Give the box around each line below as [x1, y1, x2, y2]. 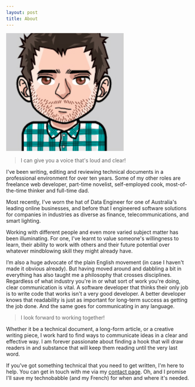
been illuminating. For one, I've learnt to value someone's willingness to [6, 234, 179, 242]
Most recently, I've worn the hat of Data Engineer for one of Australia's [6, 198, 177, 206]
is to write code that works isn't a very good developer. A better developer [6, 290, 186, 297]
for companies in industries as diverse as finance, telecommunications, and [6, 211, 189, 218]
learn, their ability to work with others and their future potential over [6, 241, 170, 248]
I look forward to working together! [20, 314, 105, 321]
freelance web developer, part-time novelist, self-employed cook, [6, 180, 164, 188]
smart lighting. [6, 217, 41, 224]
